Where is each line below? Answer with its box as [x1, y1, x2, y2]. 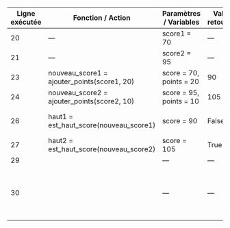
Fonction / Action [73, 13, 131, 23]
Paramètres [162, 9, 201, 18]
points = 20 [162, 77, 200, 86]
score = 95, [162, 88, 200, 97]
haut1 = [47, 112, 74, 121]
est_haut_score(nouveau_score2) [47, 144, 156, 153]
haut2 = [47, 136, 74, 145]
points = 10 [162, 97, 200, 105]
